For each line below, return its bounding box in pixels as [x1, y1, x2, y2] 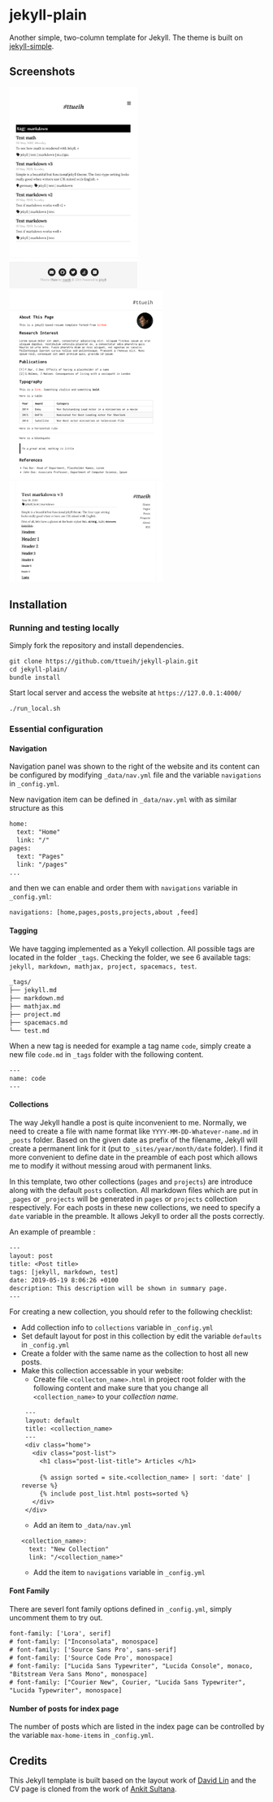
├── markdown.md [9, 994, 64, 1002]
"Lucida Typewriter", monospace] [9, 1687, 123, 1695]
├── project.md [9, 1010, 61, 1018]
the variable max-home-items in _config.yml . [9, 1730, 154, 1740]
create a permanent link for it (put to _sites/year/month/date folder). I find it [9, 1143, 263, 1153]
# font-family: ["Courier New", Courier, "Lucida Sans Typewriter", [9, 1678, 246, 1687]
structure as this [9, 803, 64, 813]
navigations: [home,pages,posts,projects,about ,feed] [9, 908, 199, 916]
